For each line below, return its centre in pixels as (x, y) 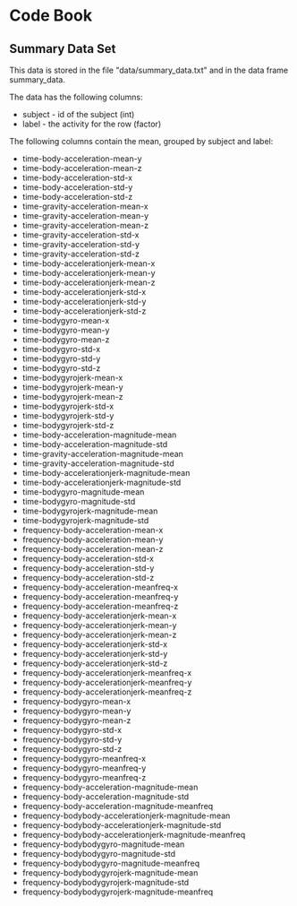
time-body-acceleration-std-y (77, 187)
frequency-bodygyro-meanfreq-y (84, 768)
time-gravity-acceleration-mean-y (85, 216)
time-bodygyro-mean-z (66, 340)
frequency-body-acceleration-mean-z (93, 549)
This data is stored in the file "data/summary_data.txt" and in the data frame (149, 70)
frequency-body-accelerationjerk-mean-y (99, 625)
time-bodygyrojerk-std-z (68, 425)
